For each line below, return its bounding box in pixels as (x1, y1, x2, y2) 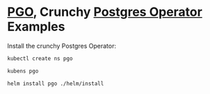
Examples (7, 19, 65, 35)
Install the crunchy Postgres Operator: (7, 41, 117, 50)
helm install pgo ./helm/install (7, 80, 104, 87)
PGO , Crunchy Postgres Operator (7, 4, 203, 20)
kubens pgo (7, 67, 39, 75)
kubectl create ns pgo (7, 55, 73, 62)
